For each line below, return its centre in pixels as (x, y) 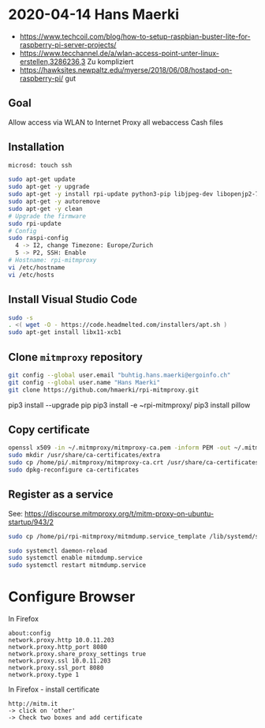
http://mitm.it (33, 704)
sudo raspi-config (38, 238)
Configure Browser (72, 597)
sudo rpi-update (35, 223)
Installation (36, 147)
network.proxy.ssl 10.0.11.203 (60, 661)
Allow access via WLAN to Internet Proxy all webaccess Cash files (116, 122)
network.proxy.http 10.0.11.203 (61, 640)
